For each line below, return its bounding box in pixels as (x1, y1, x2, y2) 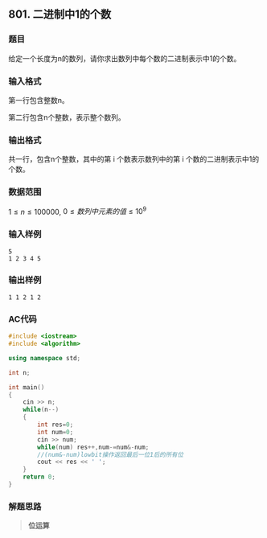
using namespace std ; (8, 354, 81, 362)
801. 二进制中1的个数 (8, 7, 112, 22)
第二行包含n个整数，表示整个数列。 (8, 112, 126, 122)
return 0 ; (23, 473, 56, 481)
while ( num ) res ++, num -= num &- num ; (37, 443, 150, 451)
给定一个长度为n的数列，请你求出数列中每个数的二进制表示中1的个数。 (8, 53, 241, 63)
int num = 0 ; (37, 428, 74, 436)
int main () (8, 383, 45, 392)
